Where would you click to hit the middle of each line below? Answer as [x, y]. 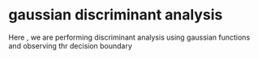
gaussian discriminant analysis [116, 15]
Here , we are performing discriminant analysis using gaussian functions [129, 37]
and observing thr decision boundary [70, 45]
